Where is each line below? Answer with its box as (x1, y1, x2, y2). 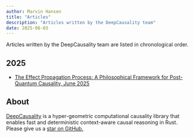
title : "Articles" (6, 14, 51, 20)
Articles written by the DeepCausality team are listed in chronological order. (6, 41, 189, 48)
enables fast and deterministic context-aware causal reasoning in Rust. (6, 119, 178, 126)
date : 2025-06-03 (6, 25, 49, 31)
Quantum (14, 80, 38, 87)
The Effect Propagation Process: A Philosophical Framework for (14, 74, 169, 81)
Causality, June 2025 (38, 80, 90, 87)
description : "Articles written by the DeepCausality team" (6, 19, 156, 25)
